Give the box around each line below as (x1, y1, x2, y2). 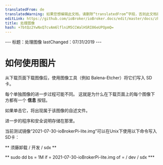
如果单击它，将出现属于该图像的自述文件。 (5, 108, 90, 114)
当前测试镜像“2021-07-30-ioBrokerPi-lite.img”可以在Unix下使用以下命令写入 (5, 128, 157, 134)
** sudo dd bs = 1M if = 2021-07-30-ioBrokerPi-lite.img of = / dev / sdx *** (5, 154, 155, 160)
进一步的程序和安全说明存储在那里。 (5, 118, 78, 124)
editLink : (5, 16, 25, 21)
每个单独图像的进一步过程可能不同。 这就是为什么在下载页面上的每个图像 (5, 91, 151, 97)
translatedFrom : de (5, 7, 45, 12)
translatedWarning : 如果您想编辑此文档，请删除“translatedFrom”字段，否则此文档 (5, 12, 157, 16)
